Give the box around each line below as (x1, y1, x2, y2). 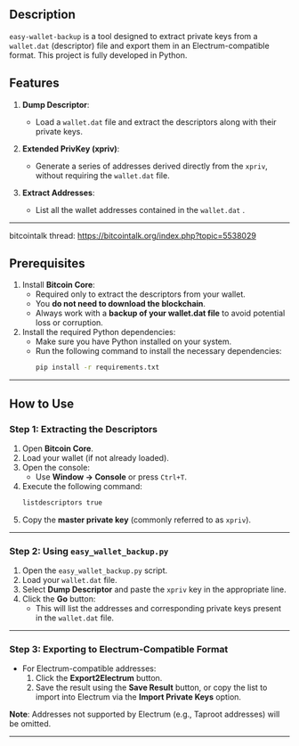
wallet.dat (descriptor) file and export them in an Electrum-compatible (9, 40, 270, 51)
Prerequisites (9, 256, 85, 271)
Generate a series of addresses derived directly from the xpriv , (35, 160, 269, 171)
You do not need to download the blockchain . (35, 299, 206, 309)
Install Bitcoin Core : (21, 280, 95, 291)
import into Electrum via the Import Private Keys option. (35, 692, 242, 702)
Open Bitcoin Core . (21, 443, 93, 454)
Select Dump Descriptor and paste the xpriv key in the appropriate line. (21, 584, 287, 595)
